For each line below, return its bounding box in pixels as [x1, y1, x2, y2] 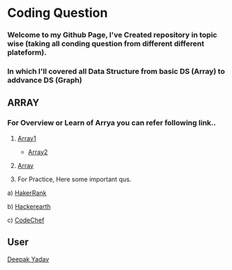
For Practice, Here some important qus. [17, 174, 132, 184]
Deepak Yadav [7, 255, 50, 263]
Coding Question [7, 5, 108, 21]
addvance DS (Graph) [7, 75, 83, 85]
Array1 [17, 134, 36, 142]
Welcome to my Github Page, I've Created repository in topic [7, 30, 217, 40]
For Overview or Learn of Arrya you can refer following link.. [7, 118, 216, 128]
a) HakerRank [7, 188, 47, 197]
